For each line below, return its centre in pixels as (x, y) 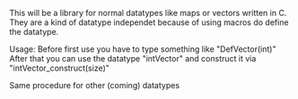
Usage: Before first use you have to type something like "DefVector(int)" (143, 49)
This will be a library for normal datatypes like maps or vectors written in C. (148, 13)
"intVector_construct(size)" (60, 68)
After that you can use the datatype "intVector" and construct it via (133, 58)
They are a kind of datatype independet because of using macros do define (149, 22)
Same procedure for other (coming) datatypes (95, 85)
